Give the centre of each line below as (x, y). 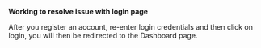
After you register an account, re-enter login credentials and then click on (130, 27)
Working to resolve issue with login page (78, 12)
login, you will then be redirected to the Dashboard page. (103, 36)
